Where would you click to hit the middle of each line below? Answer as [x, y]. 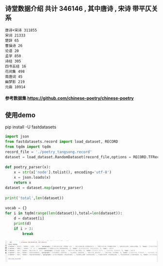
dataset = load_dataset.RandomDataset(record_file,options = [68, 157]
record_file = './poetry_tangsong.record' [49, 152]
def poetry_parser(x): [28, 167]
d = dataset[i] [29, 218]
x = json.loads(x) [32, 178]
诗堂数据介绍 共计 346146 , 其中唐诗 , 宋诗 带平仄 [78, 9]
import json [17, 137]
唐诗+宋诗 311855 [21, 30]
